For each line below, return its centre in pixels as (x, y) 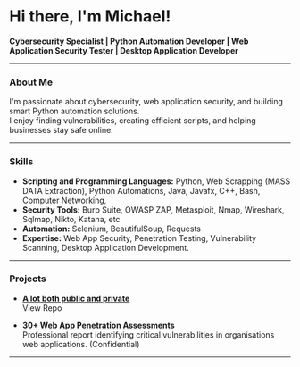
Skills (21, 162)
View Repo (42, 308)
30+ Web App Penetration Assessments (99, 325)
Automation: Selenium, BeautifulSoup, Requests (111, 229)
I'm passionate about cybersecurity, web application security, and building (146, 102)
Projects (28, 279)
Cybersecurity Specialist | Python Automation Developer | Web (129, 41)
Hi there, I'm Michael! (90, 17)
